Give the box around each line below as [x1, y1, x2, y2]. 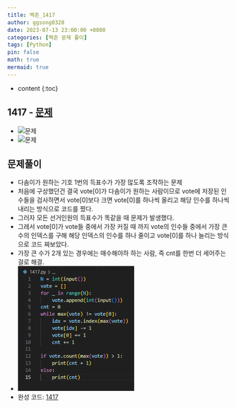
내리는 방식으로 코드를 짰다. [17, 205, 94, 213]
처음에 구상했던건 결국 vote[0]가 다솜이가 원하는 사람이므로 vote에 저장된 [17, 187, 220, 195]
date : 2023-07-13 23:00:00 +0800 [7, 26, 106, 33]
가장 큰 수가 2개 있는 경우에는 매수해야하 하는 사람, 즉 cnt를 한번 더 [17, 249, 202, 258]
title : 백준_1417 [7, 11, 55, 18]
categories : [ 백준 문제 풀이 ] [7, 34, 88, 41]
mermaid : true [7, 64, 49, 71]
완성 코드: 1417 [17, 393, 59, 402]
